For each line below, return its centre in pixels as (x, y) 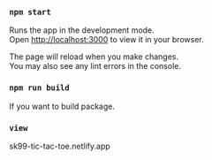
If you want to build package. (62, 106)
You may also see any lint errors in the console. (95, 66)
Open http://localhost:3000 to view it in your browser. (107, 40)
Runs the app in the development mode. (82, 30)
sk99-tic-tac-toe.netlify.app (60, 146)
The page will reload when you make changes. (94, 57)
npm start (30, 12)
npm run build (39, 88)
